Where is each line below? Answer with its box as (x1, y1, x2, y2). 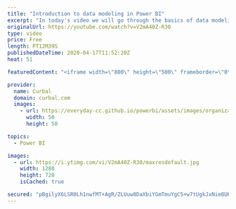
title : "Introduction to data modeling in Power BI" (7, 10, 165, 18)
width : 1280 (20, 166, 55, 173)
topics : (7, 133, 30, 140)
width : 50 (25, 114, 55, 121)
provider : (7, 81, 37, 88)
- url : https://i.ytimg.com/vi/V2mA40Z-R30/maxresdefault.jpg (13, 159, 199, 166)
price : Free (7, 36, 42, 43)
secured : (7, 191, 33, 198)
